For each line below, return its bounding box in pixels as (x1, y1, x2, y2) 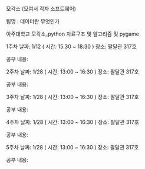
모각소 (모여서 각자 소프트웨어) (6, 5, 77, 12)
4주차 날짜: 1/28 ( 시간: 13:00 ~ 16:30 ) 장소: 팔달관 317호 (6, 119, 140, 126)
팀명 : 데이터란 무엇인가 (6, 18, 60, 25)
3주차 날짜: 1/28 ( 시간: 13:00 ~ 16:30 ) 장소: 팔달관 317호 (6, 94, 140, 100)
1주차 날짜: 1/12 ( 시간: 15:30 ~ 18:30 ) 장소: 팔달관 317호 (6, 43, 137, 50)
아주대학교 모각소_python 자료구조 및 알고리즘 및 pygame (6, 30, 140, 37)
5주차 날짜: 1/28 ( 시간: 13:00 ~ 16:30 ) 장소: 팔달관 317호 (6, 144, 139, 151)
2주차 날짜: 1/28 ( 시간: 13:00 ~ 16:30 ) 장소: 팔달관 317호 (6, 68, 140, 75)
